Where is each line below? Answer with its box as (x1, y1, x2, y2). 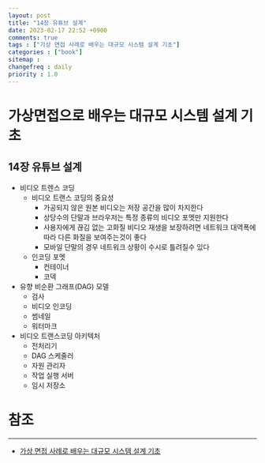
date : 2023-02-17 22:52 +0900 (8, 26, 108, 34)
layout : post (8, 11, 51, 20)
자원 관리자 (31, 360, 65, 370)
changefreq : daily (8, 63, 73, 71)
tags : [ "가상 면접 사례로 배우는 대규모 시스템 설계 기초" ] (8, 41, 180, 49)
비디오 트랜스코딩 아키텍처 (19, 331, 101, 341)
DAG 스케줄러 (31, 351, 74, 360)
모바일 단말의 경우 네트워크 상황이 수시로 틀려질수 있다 (43, 242, 211, 251)
